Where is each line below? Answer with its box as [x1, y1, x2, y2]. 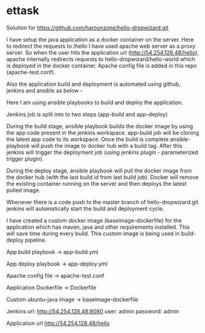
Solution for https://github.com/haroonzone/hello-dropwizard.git [6, 24, 169, 31]
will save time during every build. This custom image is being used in [6, 229, 180, 237]
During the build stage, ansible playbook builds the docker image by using [6, 122, 193, 129]
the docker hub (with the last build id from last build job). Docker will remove [6, 173, 199, 181]
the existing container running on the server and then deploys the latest [6, 180, 187, 187]
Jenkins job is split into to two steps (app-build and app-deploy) [6, 110, 168, 118]
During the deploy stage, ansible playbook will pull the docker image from [6, 167, 192, 174]
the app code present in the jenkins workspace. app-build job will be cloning [6, 129, 199, 136]
